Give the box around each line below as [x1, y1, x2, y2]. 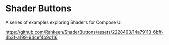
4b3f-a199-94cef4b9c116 [5, 34, 58, 40]
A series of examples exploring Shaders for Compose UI [5, 19, 122, 25]
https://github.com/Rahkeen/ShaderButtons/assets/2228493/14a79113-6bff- [5, 29, 164, 35]
